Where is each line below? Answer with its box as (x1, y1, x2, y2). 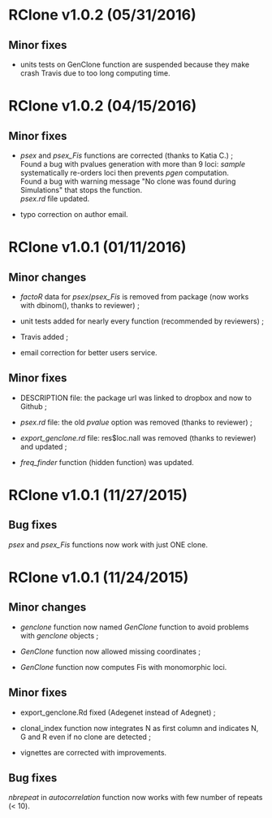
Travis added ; (19, 332, 69, 342)
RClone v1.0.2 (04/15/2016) (8, 97, 197, 115)
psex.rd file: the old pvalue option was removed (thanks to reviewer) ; (19, 417, 253, 427)
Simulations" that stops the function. (19, 185, 143, 194)
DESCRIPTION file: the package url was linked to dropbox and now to (19, 393, 252, 402)
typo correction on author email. (19, 210, 128, 219)
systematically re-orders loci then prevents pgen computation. (19, 168, 229, 177)
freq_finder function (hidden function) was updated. (19, 457, 194, 467)
